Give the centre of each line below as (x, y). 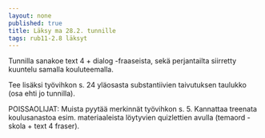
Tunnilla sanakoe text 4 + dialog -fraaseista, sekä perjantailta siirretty (122, 61)
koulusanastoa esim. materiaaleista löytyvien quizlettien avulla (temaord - (129, 118)
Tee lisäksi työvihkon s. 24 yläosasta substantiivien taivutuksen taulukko (127, 85)
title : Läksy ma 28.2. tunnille (62, 30)
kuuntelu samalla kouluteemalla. (61, 70)
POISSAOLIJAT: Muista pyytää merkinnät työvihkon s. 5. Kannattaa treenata (133, 109)
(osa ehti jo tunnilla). (42, 94)
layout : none (30, 16)
